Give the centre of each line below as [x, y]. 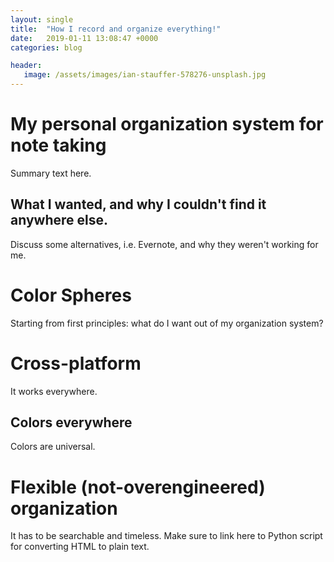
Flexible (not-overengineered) [138, 487]
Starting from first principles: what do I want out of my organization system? [167, 323]
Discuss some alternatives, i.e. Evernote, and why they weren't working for [164, 244]
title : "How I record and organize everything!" [116, 29]
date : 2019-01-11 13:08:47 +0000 [84, 38]
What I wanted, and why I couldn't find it [138, 204]
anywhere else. [59, 220]
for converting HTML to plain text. [80, 547]
